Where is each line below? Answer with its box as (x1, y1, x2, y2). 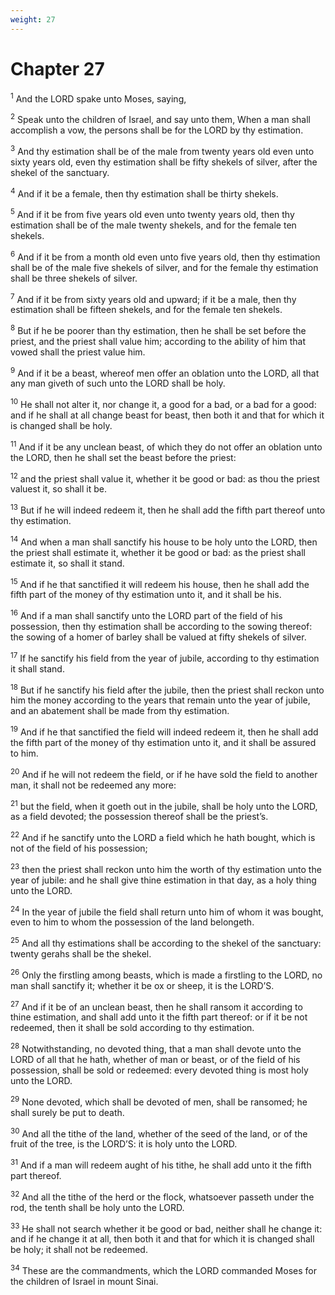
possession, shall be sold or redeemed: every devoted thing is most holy (10, 1064, 309, 1076)
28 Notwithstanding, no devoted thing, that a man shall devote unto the (10, 1041, 302, 1055)
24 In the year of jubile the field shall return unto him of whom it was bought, (10, 904, 324, 918)
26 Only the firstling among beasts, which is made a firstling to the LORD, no (10, 967, 323, 981)
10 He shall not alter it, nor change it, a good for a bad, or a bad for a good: (10, 397, 317, 411)
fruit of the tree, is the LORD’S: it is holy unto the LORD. (10, 1138, 238, 1150)
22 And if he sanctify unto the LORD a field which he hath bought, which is (10, 830, 316, 843)
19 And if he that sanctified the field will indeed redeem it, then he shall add (10, 724, 319, 738)
